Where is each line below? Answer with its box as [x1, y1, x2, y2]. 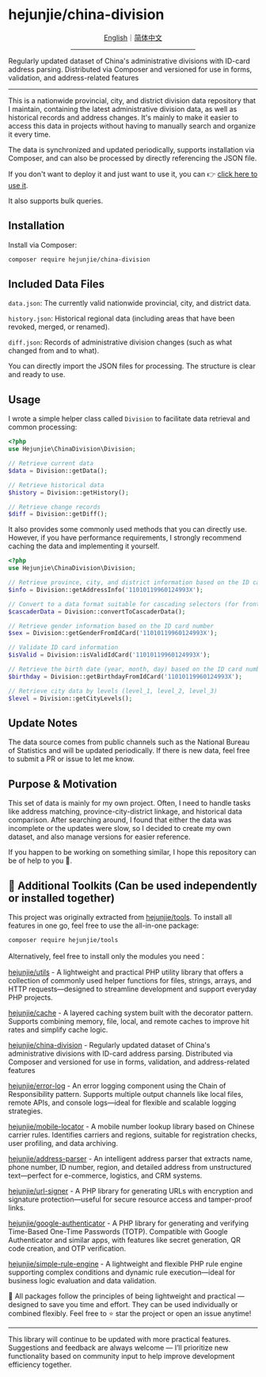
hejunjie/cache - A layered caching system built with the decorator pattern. [8, 1008, 253, 1017]
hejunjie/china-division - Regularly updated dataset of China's [8, 1040, 211, 1049]
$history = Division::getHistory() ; [8, 488, 129, 497]
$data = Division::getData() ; [8, 467, 108, 475]
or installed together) [8, 891, 115, 905]
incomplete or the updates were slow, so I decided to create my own [8, 824, 231, 833]
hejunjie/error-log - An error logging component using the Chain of [8, 1081, 226, 1090]
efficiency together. [8, 1360, 72, 1369]
